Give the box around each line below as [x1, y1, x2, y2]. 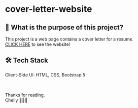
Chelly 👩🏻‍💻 [5, 97, 28, 103]
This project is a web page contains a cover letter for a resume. [5, 36, 134, 42]
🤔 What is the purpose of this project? [5, 23, 124, 32]
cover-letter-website [5, 3, 92, 15]
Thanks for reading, [5, 92, 45, 98]
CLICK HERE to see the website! [5, 41, 70, 47]
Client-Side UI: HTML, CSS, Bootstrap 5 [5, 72, 85, 77]
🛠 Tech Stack [5, 56, 48, 65]
